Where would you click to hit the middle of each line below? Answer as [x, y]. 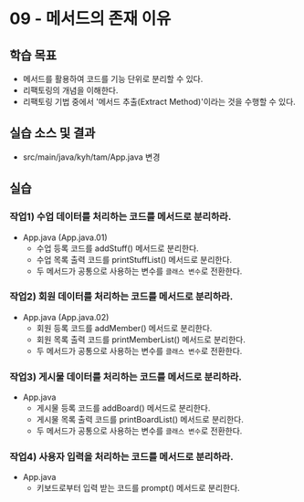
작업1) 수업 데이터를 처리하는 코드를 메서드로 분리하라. [121, 217]
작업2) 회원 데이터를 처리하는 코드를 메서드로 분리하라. [121, 297]
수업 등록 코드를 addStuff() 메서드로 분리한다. [117, 248]
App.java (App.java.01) [65, 237]
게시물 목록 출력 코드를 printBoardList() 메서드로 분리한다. [140, 420]
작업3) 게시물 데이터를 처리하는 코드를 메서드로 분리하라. [126, 377]
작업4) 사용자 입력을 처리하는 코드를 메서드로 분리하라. [122, 457]
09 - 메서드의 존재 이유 [90, 19]
